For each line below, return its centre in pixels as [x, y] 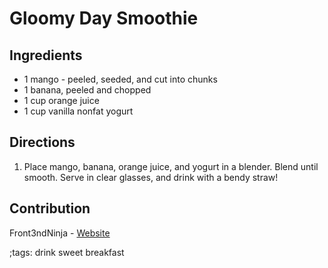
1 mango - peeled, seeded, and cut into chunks [120, 79]
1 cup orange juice [61, 100]
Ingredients [46, 55]
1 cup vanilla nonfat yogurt [78, 111]
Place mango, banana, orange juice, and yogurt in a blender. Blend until [171, 166]
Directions [42, 142]
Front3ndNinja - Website [60, 233]
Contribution [50, 208]
